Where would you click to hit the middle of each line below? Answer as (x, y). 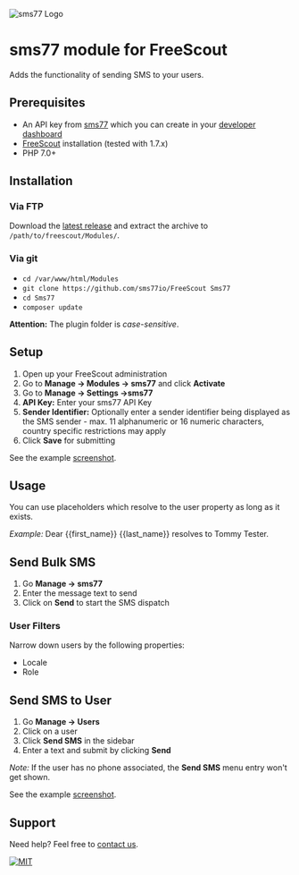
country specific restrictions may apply (94, 430)
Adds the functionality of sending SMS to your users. (107, 74)
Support (33, 823)
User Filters (35, 626)
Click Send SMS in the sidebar (79, 741)
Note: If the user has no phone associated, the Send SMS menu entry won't (148, 768)
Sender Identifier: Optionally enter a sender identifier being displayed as (156, 412)
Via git (24, 259)
